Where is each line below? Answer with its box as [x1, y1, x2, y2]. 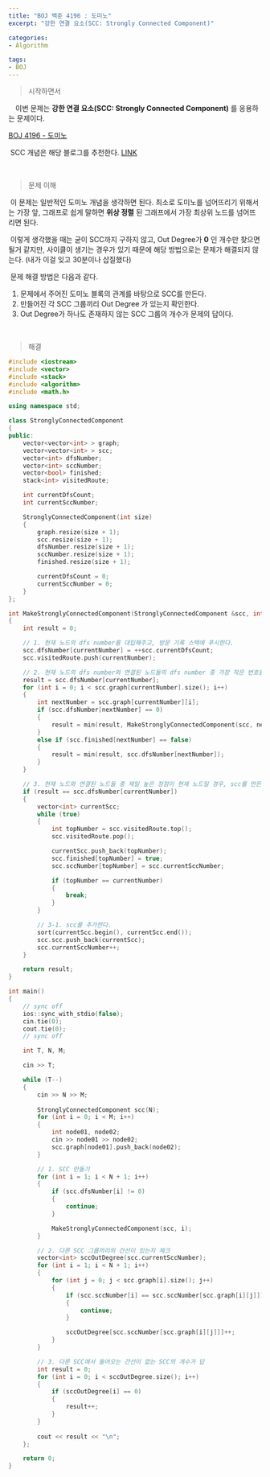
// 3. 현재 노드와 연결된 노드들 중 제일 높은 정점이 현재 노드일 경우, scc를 [22, 780, 247, 788]
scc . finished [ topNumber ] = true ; [51, 854, 163, 862]
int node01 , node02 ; [51, 1128, 121, 1137]
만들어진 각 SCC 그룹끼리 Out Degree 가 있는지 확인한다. [19, 299, 199, 308]
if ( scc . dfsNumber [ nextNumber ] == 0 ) [37, 706, 163, 714]
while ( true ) [37, 810, 81, 818]
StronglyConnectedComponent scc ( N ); [37, 1105, 160, 1114]
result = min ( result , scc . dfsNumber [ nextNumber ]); [51, 751, 225, 759]
